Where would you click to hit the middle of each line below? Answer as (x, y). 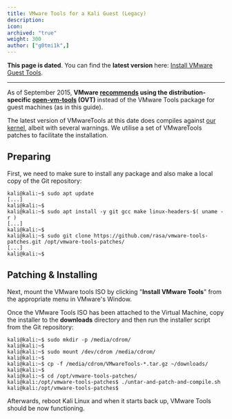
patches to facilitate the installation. (58, 135)
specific (19, 100)
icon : (15, 26)
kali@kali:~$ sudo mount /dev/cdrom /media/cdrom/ (81, 352)
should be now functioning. (46, 408)
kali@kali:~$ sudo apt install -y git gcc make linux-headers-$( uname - (116, 211)
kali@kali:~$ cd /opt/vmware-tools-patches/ (72, 376)
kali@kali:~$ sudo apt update (51, 193)
